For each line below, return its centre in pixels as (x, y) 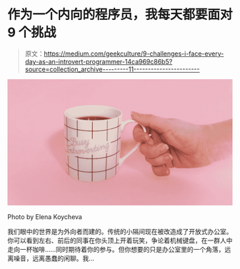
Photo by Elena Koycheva (45, 217)
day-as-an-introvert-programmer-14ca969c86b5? (99, 61)
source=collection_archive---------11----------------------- (112, 69)
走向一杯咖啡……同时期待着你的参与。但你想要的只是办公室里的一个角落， (116, 249)
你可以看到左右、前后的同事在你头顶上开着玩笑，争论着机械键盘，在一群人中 (120, 240)
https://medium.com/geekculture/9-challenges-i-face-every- (134, 54)
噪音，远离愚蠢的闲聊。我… (54, 258)
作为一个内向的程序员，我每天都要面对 (120, 15)
